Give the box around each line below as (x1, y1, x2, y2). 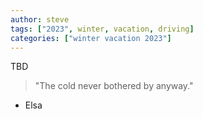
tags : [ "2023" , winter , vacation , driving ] (10, 24, 195, 34)
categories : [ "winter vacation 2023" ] (10, 33, 172, 43)
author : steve (10, 14, 70, 25)
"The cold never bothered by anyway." (34, 80, 194, 92)
